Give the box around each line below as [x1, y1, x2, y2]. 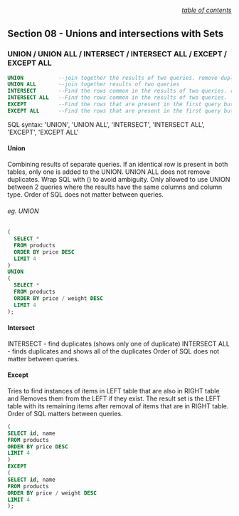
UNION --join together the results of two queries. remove [7, 74, 218, 81]
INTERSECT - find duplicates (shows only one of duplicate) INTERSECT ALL [7, 339, 230, 348]
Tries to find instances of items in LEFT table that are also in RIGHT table [7, 386, 220, 395]
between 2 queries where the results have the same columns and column [7, 182, 223, 191]
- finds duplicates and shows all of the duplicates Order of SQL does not [7, 346, 220, 356]
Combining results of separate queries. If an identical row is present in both [7, 160, 228, 168]
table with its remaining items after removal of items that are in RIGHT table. [7, 401, 229, 410]
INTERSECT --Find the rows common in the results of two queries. [7, 88, 228, 95]
